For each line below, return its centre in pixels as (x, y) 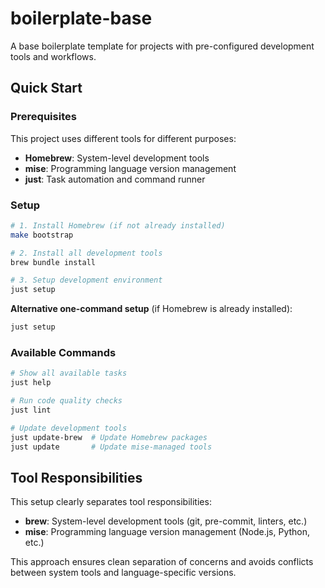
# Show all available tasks (69, 373)
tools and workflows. (53, 56)
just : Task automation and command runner (115, 179)
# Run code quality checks (66, 401)
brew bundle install (53, 262)
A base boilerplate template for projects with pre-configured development (162, 46)
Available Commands (63, 352)
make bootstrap (42, 235)
